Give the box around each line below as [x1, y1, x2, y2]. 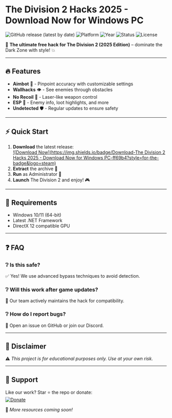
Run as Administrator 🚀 [12, 171, 62, 177]
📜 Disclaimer [5, 342, 47, 351]
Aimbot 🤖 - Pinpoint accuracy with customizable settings [12, 81, 134, 87]
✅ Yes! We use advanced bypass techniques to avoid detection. [5, 273, 140, 279]
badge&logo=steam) [12, 160, 56, 166]
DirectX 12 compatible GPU [12, 223, 70, 229]
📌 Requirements [5, 198, 57, 207]
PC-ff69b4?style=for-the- [104, 154, 159, 160]
